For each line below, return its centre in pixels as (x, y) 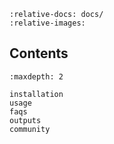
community (30, 129)
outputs (25, 120)
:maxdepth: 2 (36, 76)
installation (36, 94)
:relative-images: (47, 23)
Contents (39, 53)
